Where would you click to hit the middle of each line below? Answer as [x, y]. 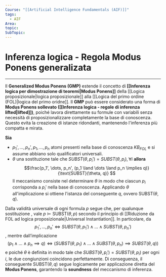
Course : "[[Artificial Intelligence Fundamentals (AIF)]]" [67, 10]
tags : [11, 14]
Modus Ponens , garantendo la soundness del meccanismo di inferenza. [79, 269]
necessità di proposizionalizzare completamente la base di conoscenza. [78, 117]
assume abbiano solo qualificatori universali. [58, 153]
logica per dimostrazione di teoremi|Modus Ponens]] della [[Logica [75, 91]
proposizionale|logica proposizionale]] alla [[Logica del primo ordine [75, 96]
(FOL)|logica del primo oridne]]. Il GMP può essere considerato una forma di [83, 101]
